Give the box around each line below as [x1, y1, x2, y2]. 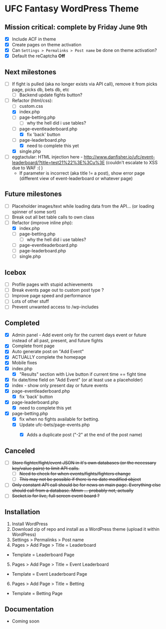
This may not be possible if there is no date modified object [19, 476, 141, 482]
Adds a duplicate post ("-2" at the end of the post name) [26, 432, 143, 438]
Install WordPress [11, 521, 48, 527]
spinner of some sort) [11, 209, 57, 214]
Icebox [4, 268, 26, 277]
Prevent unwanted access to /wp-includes [11, 304, 99, 310]
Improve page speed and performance [11, 293, 91, 299]
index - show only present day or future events [11, 382, 108, 388]
